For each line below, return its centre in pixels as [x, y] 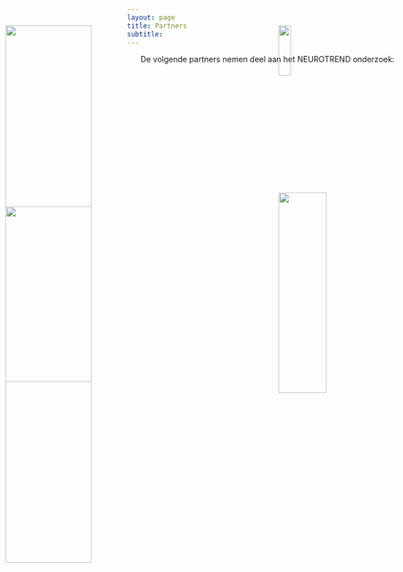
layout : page [151, 17]
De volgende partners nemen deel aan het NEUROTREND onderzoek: [267, 60]
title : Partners [157, 26]
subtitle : [145, 34]
